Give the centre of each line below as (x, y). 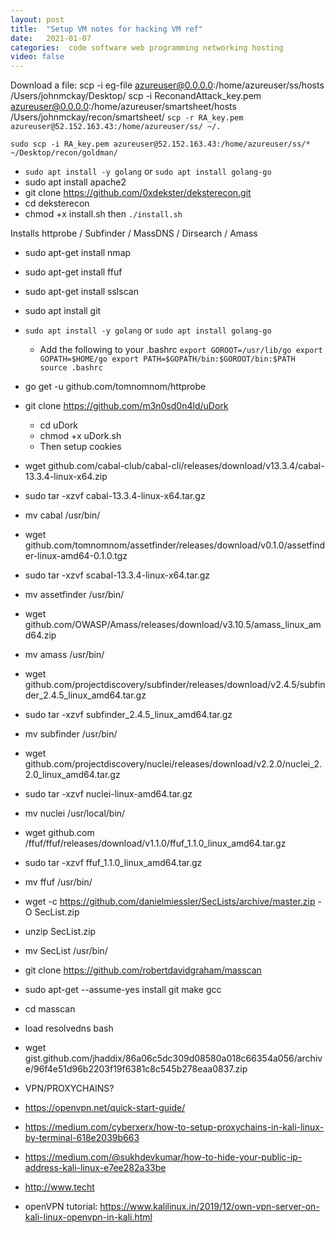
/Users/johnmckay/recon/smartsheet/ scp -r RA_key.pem (127, 117)
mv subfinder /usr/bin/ (71, 734)
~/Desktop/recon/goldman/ (64, 153)
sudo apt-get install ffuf (73, 272)
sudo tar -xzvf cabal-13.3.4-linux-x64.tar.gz (115, 496)
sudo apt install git (63, 311)
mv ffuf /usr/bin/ (58, 882)
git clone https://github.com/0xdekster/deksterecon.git (138, 193)
